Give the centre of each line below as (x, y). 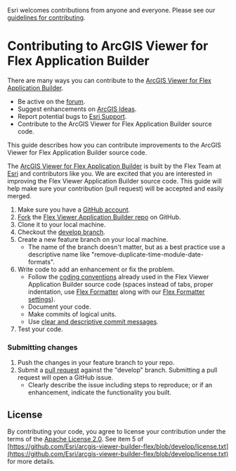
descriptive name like (59, 254)
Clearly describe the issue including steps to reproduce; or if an (120, 385)
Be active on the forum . (51, 101)
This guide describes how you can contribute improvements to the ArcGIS (114, 145)
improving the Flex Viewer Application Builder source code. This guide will (115, 181)
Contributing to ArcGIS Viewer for (108, 46)
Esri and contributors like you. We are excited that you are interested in (110, 173)
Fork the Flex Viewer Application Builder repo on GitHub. (99, 217)
